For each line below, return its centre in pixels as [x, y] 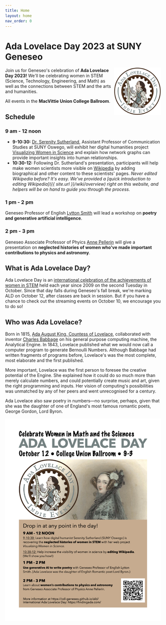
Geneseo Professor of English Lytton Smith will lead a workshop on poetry [81, 213]
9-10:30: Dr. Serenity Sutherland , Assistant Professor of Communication [86, 142]
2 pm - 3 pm [20, 231]
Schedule [20, 117]
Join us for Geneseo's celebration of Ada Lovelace [57, 71]
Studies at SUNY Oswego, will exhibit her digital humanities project [80, 147]
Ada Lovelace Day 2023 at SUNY [74, 46]
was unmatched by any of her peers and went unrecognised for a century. [81, 391]
